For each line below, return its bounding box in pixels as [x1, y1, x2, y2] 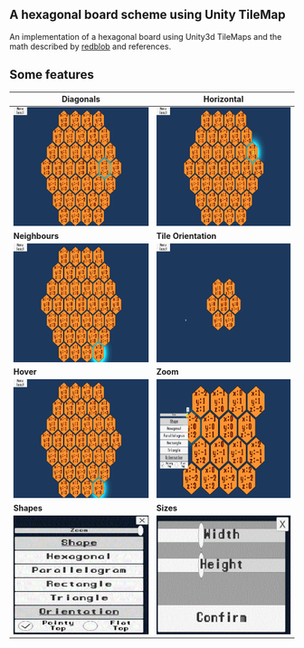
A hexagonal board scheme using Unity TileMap [9, 7, 286, 23]
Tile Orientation [156, 230, 217, 241]
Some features [9, 67, 95, 82]
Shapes [13, 502, 43, 513]
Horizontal [203, 94, 244, 105]
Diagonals [62, 94, 101, 105]
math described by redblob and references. [9, 41, 172, 52]
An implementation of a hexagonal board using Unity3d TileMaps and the [9, 31, 282, 42]
